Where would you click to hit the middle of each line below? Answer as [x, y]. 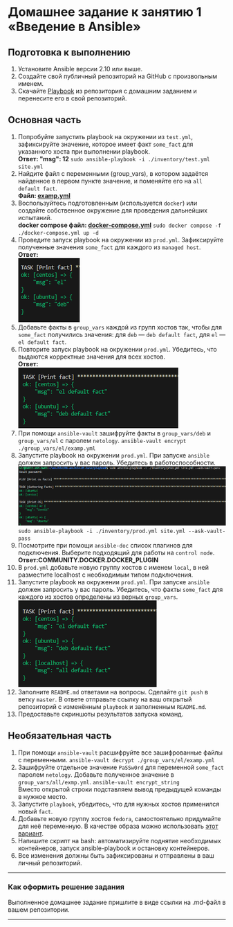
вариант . [31, 833]
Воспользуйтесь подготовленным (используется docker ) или [108, 203]
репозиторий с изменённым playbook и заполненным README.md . [112, 706]
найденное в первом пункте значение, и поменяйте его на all [110, 181]
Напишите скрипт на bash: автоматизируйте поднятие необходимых [120, 840]
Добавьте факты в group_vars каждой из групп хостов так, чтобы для [120, 327]
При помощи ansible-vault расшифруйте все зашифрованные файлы [120, 753]
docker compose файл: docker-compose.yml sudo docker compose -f [120, 225]
